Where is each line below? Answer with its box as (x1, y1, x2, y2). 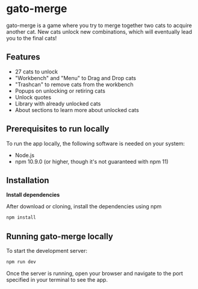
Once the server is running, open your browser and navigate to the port (6, 270, 184, 277)
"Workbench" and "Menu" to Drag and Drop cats (14, 74, 137, 81)
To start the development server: (6, 247, 88, 255)
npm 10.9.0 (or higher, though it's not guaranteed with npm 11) (14, 158, 169, 165)
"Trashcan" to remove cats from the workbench (14, 81, 134, 88)
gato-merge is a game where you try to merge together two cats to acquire (6, 22, 193, 29)
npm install (6, 214, 36, 221)
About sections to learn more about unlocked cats (14, 106, 140, 113)
